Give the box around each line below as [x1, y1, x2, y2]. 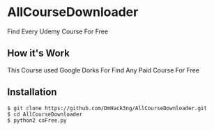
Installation [7, 86, 57, 98]
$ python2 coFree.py [7, 116, 68, 124]
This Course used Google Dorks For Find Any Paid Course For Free [7, 65, 200, 74]
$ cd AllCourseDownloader [7, 111, 82, 118]
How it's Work [7, 47, 70, 59]
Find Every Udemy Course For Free [7, 27, 109, 36]
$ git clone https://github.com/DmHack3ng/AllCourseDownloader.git [7, 105, 208, 111]
